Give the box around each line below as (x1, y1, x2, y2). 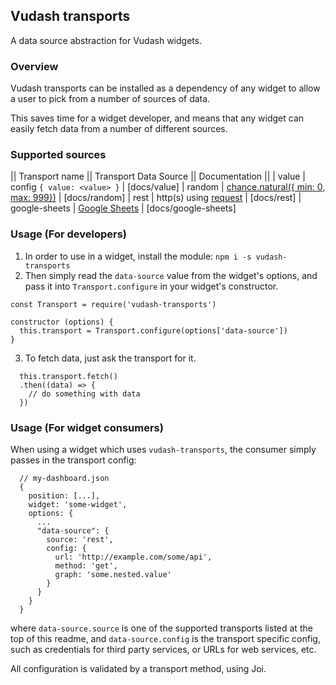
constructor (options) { (10, 317, 114, 327)
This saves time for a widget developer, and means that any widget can (10, 112, 305, 124)
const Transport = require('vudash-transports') (10, 299, 217, 309)
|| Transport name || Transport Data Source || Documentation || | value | (10, 170, 306, 183)
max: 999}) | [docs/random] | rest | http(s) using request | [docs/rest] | (10, 192, 302, 204)
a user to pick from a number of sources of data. (10, 93, 211, 105)
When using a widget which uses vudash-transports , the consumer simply (10, 444, 317, 455)
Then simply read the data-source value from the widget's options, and (24, 269, 318, 281)
